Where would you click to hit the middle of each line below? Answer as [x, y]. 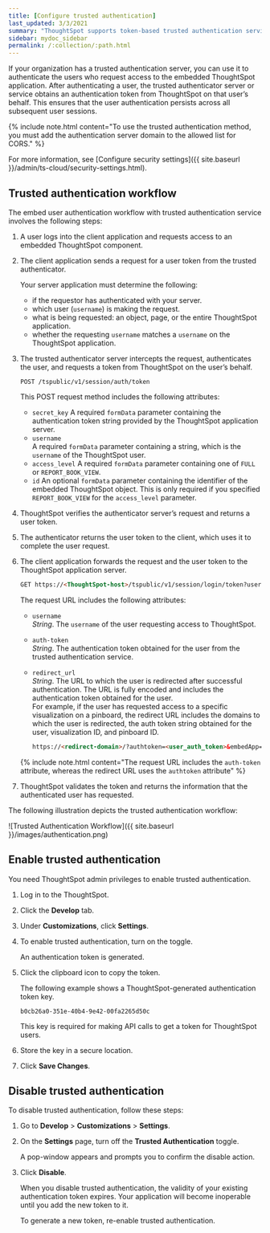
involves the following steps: [55, 221]
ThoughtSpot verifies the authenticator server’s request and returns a [135, 513]
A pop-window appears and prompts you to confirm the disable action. [137, 1157]
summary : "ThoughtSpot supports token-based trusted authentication [125, 31]
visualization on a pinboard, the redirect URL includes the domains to [146, 715]
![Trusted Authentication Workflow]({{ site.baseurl [91, 826]
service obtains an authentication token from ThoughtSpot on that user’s [129, 94]
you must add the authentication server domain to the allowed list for [122, 135]
